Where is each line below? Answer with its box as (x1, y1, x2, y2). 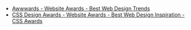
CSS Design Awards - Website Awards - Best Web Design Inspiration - (11, 11, 185, 18)
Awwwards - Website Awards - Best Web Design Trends (11, 5, 150, 12)
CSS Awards (11, 18, 43, 24)
